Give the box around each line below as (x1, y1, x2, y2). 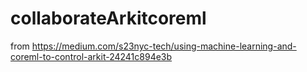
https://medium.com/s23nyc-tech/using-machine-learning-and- (31, 40, 297, 52)
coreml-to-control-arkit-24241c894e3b (10, 50, 173, 62)
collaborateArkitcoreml (10, 7, 207, 30)
